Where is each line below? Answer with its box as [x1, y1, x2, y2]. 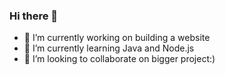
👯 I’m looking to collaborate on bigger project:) [23, 53, 216, 65]
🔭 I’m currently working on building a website [23, 32, 211, 44]
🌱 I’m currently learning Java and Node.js [23, 42, 195, 54]
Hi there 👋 [9, 9, 59, 23]
